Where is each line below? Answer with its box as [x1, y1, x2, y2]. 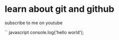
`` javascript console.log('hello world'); [4, 29, 84, 35]
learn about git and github [4, 3, 114, 15]
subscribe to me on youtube [4, 20, 63, 26]
